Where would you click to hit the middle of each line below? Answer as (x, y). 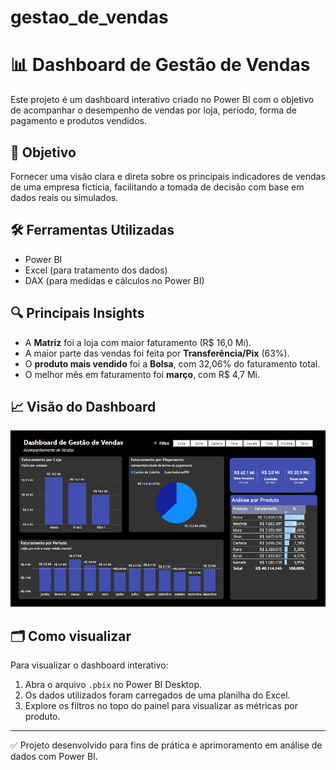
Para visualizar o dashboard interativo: (89, 665)
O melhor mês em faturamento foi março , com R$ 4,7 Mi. (142, 374)
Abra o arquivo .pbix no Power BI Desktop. (113, 685)
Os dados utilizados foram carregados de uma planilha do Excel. (157, 695)
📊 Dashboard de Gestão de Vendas (160, 65)
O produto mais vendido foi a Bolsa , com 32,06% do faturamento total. (172, 363)
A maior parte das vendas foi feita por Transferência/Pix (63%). (157, 353)
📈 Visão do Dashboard (83, 406)
